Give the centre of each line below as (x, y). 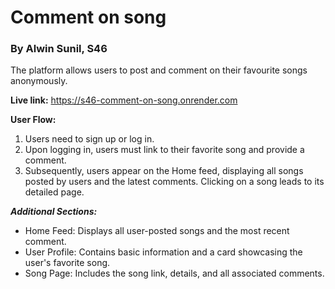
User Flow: (33, 120)
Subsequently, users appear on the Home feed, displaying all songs (164, 171)
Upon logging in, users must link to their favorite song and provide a (164, 150)
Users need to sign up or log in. (89, 139)
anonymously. (39, 81)
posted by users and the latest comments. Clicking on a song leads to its (174, 182)
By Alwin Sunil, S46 (59, 49)
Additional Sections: (54, 212)
